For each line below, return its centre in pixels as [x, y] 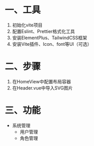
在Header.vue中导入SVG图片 [42, 88]
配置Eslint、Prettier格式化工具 [43, 31]
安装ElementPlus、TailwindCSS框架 [50, 38]
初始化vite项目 [27, 25]
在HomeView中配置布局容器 [41, 81]
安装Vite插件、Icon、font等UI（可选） [52, 44]
